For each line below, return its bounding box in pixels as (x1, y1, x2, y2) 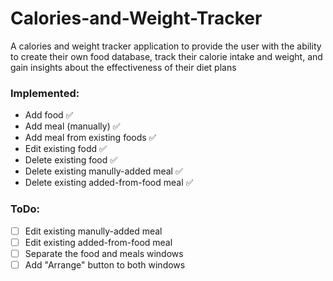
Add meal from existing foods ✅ (24, 132, 157, 144)
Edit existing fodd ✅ (24, 143, 107, 155)
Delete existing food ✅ (24, 154, 118, 166)
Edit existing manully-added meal (24, 225, 163, 237)
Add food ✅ (24, 109, 74, 121)
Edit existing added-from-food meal (24, 236, 173, 248)
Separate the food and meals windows (24, 247, 184, 259)
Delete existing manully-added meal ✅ (24, 165, 183, 177)
